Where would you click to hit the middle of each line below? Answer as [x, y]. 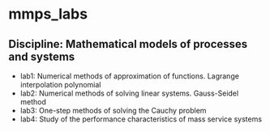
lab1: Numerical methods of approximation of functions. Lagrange [129, 76]
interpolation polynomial [60, 85]
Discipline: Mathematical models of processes [128, 44]
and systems [42, 56]
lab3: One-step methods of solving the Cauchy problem [113, 111]
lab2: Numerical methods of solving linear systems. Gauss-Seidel [129, 93]
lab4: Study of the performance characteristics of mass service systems [141, 119]
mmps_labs [48, 14]
